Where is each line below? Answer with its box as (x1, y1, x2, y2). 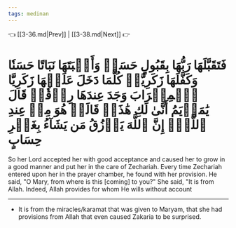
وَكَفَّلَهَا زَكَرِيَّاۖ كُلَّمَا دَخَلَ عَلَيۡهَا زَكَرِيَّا (8, 72, 198, 88)
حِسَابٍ (8, 131, 43, 147)
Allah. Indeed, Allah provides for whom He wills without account (8, 185, 193, 193)
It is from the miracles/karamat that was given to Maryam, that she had (18, 205, 223, 213)
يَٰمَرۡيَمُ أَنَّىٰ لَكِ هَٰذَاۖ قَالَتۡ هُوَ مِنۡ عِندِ (8, 102, 209, 118)
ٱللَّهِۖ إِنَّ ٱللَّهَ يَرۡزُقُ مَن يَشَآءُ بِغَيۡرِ (8, 116, 207, 133)
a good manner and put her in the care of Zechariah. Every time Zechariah (8, 162, 223, 170)
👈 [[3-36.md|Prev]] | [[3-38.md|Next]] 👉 (8, 29, 130, 39)
